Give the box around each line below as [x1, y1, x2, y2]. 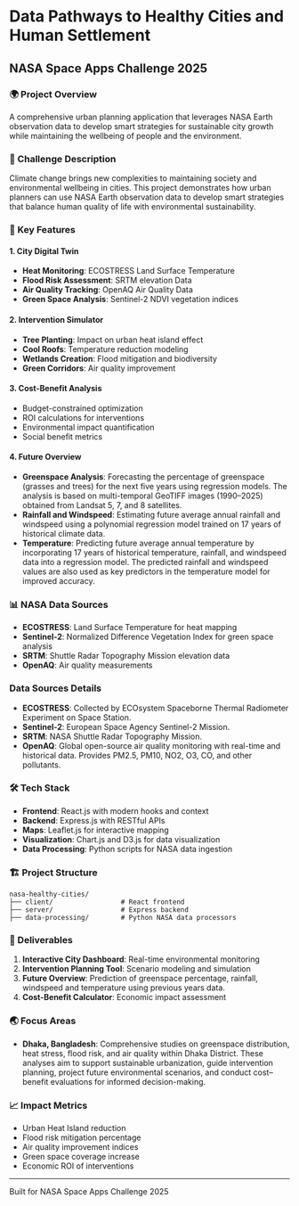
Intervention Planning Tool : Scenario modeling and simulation [21, 964, 251, 974]
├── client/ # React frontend [9, 898, 185, 907]
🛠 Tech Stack [9, 782, 70, 794]
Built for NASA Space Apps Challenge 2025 [9, 1185, 169, 1196]
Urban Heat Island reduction [21, 1122, 126, 1133]
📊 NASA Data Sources [9, 598, 109, 611]
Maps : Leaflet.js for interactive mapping [21, 825, 169, 835]
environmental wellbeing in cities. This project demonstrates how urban [9, 183, 271, 193]
